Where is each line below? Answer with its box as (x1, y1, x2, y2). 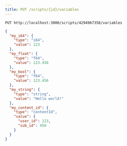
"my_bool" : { (9, 69, 36, 74)
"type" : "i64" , (14, 38, 45, 43)
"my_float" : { (9, 51, 38, 56)
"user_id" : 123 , (17, 119, 51, 124)
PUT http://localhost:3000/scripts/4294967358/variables (5, 20, 123, 25)
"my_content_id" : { (9, 105, 49, 110)
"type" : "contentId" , (14, 110, 57, 115)
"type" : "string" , (14, 91, 51, 97)
